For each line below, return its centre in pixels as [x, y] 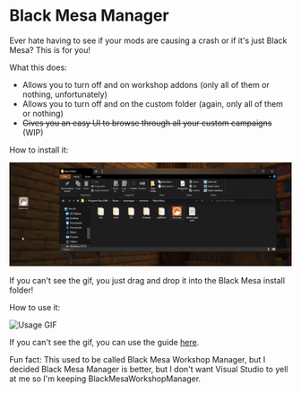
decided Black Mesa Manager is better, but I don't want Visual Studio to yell [149, 370]
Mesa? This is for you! [50, 49]
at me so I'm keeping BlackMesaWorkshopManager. [105, 379]
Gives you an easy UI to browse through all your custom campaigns [147, 123]
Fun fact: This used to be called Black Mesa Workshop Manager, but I [138, 360]
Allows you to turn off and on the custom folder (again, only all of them [153, 103]
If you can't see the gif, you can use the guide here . [104, 343]
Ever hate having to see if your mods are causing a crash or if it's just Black [148, 40]
